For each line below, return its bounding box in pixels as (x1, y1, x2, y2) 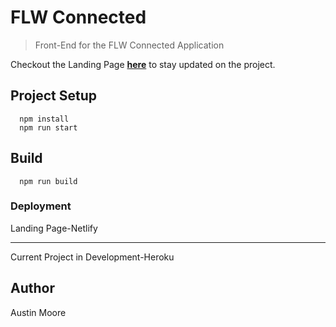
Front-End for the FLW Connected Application (34, 39, 225, 51)
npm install (19, 114, 70, 124)
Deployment (10, 199, 72, 213)
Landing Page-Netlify (10, 222, 98, 234)
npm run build (19, 176, 78, 186)
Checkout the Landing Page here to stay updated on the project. (10, 58, 276, 70)
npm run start (19, 122, 78, 133)
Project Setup (10, 87, 98, 105)
